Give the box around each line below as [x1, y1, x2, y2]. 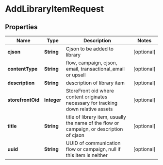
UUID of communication [65, 140, 121, 147]
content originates [65, 93, 108, 100]
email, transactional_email [65, 66, 125, 72]
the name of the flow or [65, 120, 119, 126]
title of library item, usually [65, 113, 126, 120]
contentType [7, 66, 38, 72]
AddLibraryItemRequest [5, 3, 104, 15]
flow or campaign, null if [65, 146, 121, 152]
